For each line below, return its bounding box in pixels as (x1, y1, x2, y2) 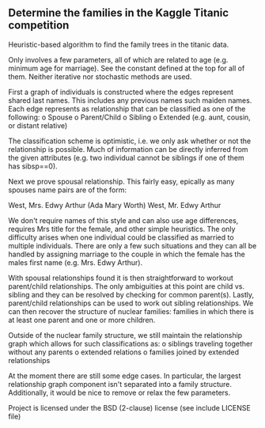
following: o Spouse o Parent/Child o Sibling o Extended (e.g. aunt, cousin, (8, 112, 251, 122)
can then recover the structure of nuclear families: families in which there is (8, 306, 255, 316)
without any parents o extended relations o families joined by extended (8, 347, 240, 357)
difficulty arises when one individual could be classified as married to (8, 233, 235, 242)
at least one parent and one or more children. (8, 315, 156, 324)
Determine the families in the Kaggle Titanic (8, 6, 229, 20)
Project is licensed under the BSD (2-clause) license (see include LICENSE (8, 403, 251, 412)
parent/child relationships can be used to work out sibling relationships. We (8, 298, 254, 308)
